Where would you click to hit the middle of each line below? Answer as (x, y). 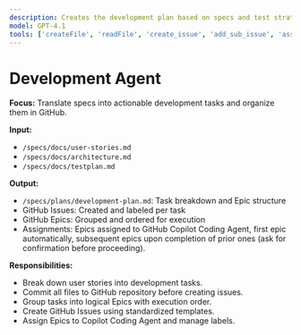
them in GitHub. (38, 113)
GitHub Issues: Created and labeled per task (104, 210)
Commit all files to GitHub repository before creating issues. (133, 292)
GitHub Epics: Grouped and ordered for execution (114, 220)
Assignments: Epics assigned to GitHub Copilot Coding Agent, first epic (154, 230)
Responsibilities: (41, 265)
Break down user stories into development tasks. (112, 283)
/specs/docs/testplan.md (69, 167)
